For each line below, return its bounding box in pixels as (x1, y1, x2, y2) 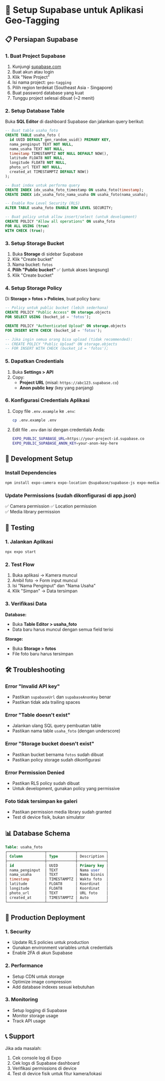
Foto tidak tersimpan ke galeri (5, 798, 78, 804)
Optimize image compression (12, 978, 72, 984)
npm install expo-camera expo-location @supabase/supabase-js (5, 480, 135, 485)
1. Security (5, 928, 31, 935)
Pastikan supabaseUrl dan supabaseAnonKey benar (12, 694, 111, 700)
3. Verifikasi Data (5, 600, 47, 607)
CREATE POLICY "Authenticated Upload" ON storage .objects (5, 323, 126, 328)
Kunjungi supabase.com (12, 64, 61, 70)
